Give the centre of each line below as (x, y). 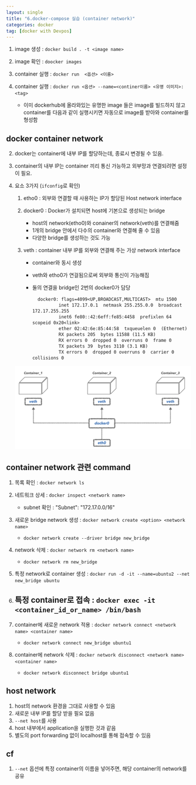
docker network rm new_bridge (60, 562)
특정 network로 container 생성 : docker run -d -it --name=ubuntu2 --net (102, 574)
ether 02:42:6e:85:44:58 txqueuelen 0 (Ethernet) (123, 329)
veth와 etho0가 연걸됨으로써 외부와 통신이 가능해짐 (91, 275)
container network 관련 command (68, 467)
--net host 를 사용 (36, 721)
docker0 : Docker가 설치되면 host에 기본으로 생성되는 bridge (94, 210)
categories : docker (30, 25)
